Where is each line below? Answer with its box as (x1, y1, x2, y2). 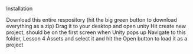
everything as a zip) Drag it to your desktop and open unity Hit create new (6, 23, 187, 29)
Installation (6, 5, 33, 12)
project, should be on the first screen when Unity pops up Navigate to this (6, 29, 186, 36)
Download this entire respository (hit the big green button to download (6, 16, 177, 23)
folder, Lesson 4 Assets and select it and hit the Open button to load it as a (6, 35, 188, 42)
